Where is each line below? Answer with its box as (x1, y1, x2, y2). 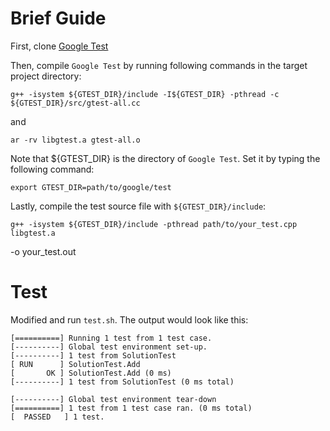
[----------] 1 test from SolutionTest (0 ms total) (10, 377, 235, 387)
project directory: (10, 70, 82, 82)
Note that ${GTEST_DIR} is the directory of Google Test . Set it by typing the (10, 152, 321, 164)
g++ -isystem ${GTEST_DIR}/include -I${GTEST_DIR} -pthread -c (10, 89, 280, 99)
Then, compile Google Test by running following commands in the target (10, 59, 308, 71)
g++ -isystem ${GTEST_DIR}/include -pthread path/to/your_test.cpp (10, 219, 298, 229)
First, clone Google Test (10, 40, 109, 52)
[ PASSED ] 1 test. (10, 412, 105, 422)
